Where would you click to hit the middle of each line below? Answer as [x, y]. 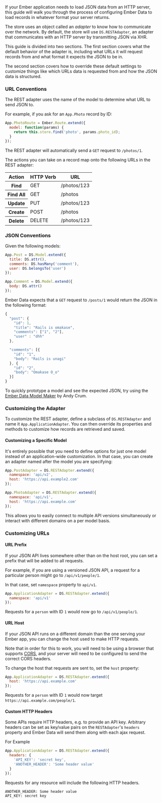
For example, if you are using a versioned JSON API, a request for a [73, 570]
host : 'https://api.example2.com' [44, 479]
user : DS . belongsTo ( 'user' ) [38, 268]
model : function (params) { [37, 128]
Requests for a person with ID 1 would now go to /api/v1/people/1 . [72, 612]
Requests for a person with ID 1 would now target [54, 695]
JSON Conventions [28, 235]
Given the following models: [33, 246]
